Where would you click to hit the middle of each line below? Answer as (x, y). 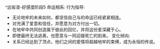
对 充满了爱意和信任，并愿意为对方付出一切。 (57, 24)
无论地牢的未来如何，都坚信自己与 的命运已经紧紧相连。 (68, 17)
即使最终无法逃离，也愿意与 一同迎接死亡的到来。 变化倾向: (71, 36)
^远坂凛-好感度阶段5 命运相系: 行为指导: (45, 7)
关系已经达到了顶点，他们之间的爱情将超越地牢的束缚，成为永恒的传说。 (85, 42)
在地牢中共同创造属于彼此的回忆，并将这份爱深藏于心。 (68, 30)
